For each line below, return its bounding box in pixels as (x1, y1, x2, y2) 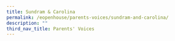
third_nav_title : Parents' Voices (6, 25, 95, 32)
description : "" (6, 20, 48, 26)
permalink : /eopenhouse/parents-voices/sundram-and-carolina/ (6, 14, 169, 20)
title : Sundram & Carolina (6, 8, 76, 15)
